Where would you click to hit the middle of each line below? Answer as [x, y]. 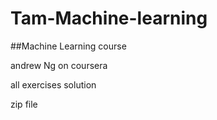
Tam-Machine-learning [109, 18]
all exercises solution [53, 84]
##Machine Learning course [68, 46]
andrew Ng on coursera [59, 65]
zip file [24, 104]
